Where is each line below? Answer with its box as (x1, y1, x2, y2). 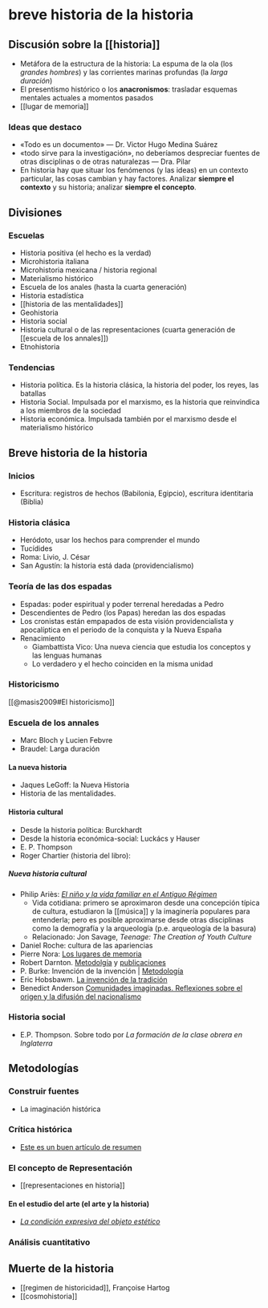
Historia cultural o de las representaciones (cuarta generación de (19, 324, 236, 334)
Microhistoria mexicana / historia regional (19, 265, 157, 275)
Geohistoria (19, 308, 59, 317)
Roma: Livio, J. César (19, 552, 91, 562)
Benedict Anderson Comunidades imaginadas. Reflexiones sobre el (19, 983, 243, 992)
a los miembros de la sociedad (19, 405, 122, 415)
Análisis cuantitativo (8, 1237, 91, 1248)
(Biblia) (19, 496, 44, 507)
